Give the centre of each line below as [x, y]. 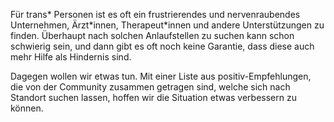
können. [27, 108]
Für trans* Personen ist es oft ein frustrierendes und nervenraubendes [155, 14]
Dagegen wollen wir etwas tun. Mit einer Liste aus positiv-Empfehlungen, [161, 76]
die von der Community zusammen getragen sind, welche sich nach [150, 87]
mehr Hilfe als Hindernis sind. [71, 57]
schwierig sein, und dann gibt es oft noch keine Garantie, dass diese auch [162, 46]
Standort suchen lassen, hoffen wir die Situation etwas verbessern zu [153, 97]
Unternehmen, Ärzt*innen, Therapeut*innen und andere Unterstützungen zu [167, 25]
